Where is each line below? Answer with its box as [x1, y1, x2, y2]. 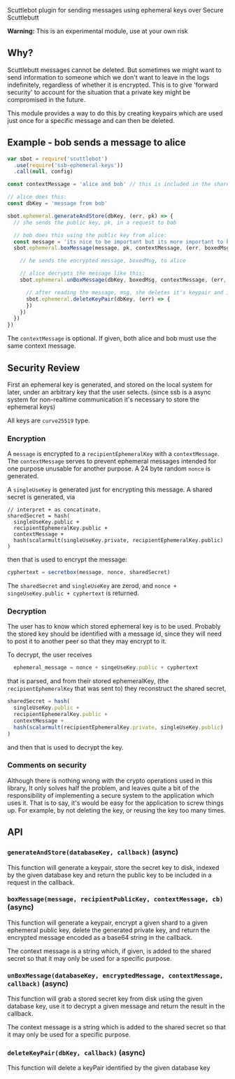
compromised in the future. [7, 95, 86, 103]
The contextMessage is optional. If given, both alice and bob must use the [7, 334, 217, 343]
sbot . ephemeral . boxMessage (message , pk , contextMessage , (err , [13, 245, 201, 252]
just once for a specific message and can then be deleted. [7, 116, 175, 124]
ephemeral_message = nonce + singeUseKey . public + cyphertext [13, 664, 199, 671]
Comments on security [7, 760, 87, 770]
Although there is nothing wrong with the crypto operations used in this [7, 776, 213, 785]
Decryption [7, 606, 47, 616]
